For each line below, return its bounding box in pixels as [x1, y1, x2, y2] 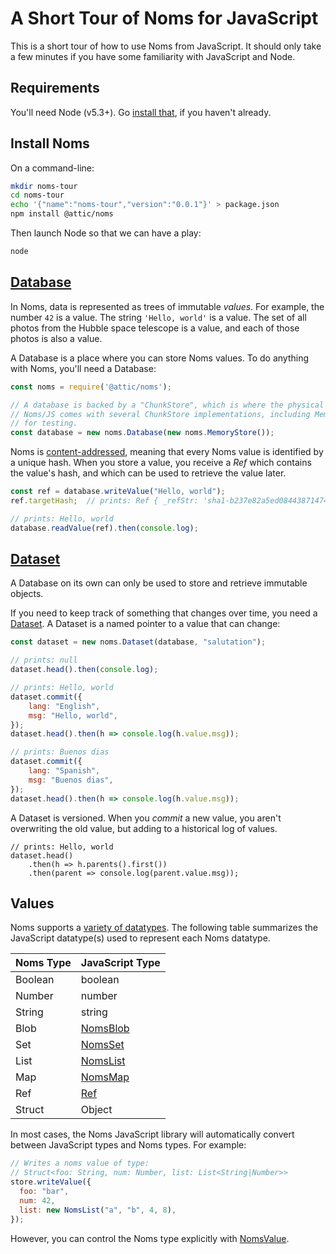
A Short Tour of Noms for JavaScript [10, 7, 319, 30]
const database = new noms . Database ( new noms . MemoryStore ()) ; [10, 428, 275, 438]
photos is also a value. [10, 332, 103, 344]
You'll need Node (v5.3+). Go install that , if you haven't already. [10, 106, 272, 118]
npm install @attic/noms [10, 209, 114, 219]
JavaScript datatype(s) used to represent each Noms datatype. [10, 932, 271, 944]
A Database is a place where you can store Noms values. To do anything [10, 352, 310, 364]
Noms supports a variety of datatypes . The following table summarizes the [10, 922, 318, 934]
